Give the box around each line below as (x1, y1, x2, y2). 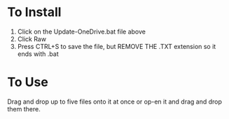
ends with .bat (17, 50, 59, 58)
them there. (7, 104, 41, 113)
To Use (7, 74, 49, 90)
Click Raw (17, 34, 47, 43)
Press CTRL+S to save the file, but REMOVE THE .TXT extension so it (17, 42, 216, 50)
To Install (7, 4, 62, 20)
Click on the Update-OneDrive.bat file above (17, 27, 146, 36)
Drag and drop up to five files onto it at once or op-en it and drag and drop (7, 97, 223, 106)
